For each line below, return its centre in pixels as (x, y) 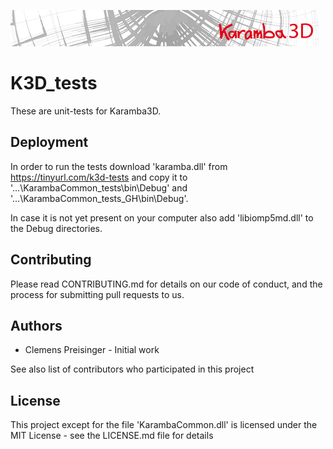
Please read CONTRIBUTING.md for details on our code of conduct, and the (166, 284)
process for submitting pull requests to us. (97, 294)
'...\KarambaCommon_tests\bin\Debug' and (99, 187)
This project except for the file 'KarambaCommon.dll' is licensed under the (164, 425)
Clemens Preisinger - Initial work (92, 350)
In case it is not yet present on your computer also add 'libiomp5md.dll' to (162, 217)
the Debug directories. (56, 228)
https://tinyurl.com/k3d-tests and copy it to (99, 177)
